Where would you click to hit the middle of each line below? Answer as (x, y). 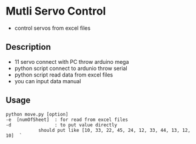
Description (28, 47)
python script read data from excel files (64, 75)
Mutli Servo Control (56, 11)
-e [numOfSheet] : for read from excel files (67, 120)
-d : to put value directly (62, 125)
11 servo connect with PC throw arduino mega (72, 61)
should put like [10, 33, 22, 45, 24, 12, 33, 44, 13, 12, (114, 130)
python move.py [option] (37, 114)
